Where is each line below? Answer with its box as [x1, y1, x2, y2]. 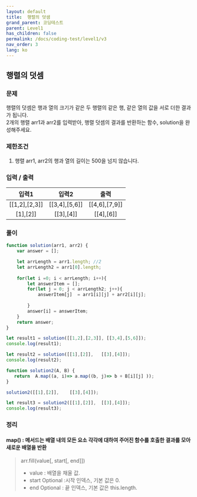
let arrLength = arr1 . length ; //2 [17, 259, 101, 265]
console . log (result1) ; [6, 341, 62, 347]
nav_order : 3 [6, 42, 38, 48]
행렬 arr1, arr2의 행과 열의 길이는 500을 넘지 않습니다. [14, 157, 139, 164]
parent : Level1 [6, 25, 44, 31]
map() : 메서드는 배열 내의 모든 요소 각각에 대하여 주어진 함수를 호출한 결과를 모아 [6, 436, 191, 443]
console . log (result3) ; [6, 405, 62, 411]
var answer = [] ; [17, 248, 60, 254]
